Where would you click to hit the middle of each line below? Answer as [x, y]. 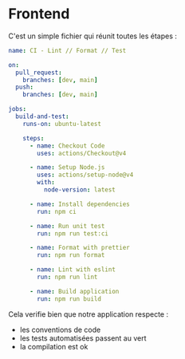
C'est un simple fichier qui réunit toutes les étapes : [93, 36]
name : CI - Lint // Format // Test [67, 50]
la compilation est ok [54, 346]
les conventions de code [60, 329]
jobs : [17, 109]
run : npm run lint [67, 277]
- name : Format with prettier [79, 248]
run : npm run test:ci [73, 233]
